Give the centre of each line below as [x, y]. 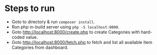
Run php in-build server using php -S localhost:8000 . [65, 27]
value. [32, 37]
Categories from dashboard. [40, 47]
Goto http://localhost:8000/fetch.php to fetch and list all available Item [82, 42]
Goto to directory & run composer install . [53, 22]
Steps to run [30, 8]
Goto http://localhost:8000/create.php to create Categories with [76, 32]
